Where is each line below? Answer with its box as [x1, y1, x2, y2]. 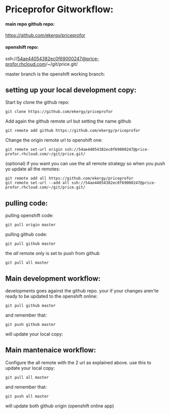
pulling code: [5, 199, 48, 207]
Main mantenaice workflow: [5, 346, 96, 354]
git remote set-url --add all [5, 181, 70, 186]
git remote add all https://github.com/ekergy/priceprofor [5, 176, 134, 181]
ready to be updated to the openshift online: [5, 293, 98, 300]
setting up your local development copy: [5, 86, 137, 94]
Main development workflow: [5, 274, 101, 283]
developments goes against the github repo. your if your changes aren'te [5, 288, 159, 294]
